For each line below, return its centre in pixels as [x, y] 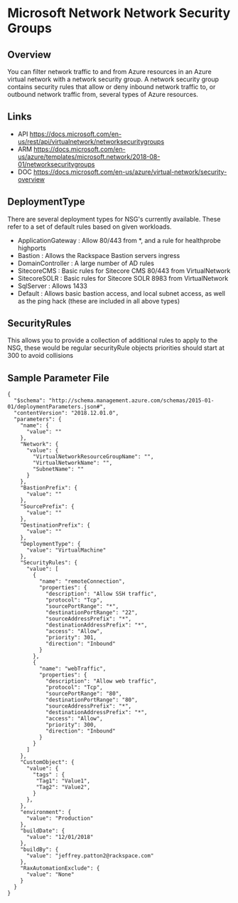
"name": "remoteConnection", [82, 582]
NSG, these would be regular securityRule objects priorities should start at [116, 348]
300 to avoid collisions [40, 356]
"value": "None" [50, 874]
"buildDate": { [43, 831]
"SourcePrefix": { [47, 507]
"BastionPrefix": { [49, 488]
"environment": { [46, 812]
